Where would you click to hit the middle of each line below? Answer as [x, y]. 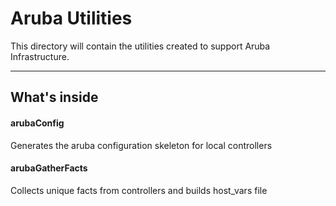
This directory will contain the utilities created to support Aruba [140, 46]
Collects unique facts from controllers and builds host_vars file [139, 190]
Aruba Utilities [71, 18]
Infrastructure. [40, 56]
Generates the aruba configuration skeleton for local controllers [141, 145]
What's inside [54, 97]
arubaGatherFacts [49, 168]
